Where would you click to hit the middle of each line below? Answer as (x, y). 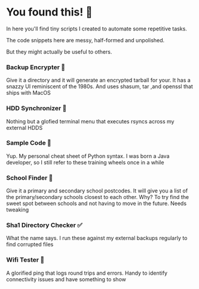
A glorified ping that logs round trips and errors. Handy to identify (87, 273)
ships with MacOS (28, 93)
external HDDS (25, 128)
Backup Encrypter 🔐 (36, 67)
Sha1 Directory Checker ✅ (44, 225)
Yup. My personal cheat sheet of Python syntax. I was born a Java (88, 156)
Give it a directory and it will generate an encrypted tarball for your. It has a (99, 80)
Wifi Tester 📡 (25, 260)
